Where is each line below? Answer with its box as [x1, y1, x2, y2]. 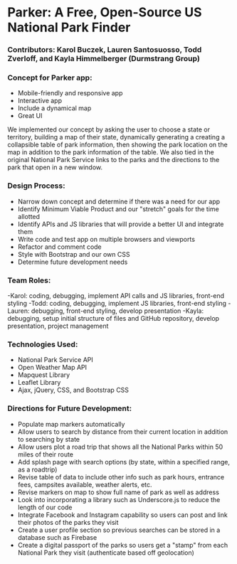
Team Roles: [7, 275, 51, 285]
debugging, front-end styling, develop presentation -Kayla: [31, 307, 204, 315]
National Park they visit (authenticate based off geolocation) [17, 548, 194, 557]
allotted [17, 212, 41, 220]
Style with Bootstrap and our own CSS [17, 250, 130, 258]
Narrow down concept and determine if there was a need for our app [17, 197, 221, 206]
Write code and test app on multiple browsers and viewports [17, 235, 196, 243]
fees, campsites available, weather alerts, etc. [17, 480, 152, 489]
